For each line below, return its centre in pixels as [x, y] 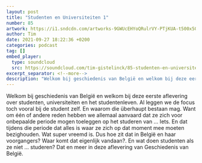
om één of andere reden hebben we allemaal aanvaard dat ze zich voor [94, 115]
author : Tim [21, 34]
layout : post [23, 12]
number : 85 [20, 23]
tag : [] [16, 51]
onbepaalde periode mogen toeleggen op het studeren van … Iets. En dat [97, 121]
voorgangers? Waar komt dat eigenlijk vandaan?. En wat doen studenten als [100, 141]
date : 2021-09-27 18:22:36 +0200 [48, 40]
